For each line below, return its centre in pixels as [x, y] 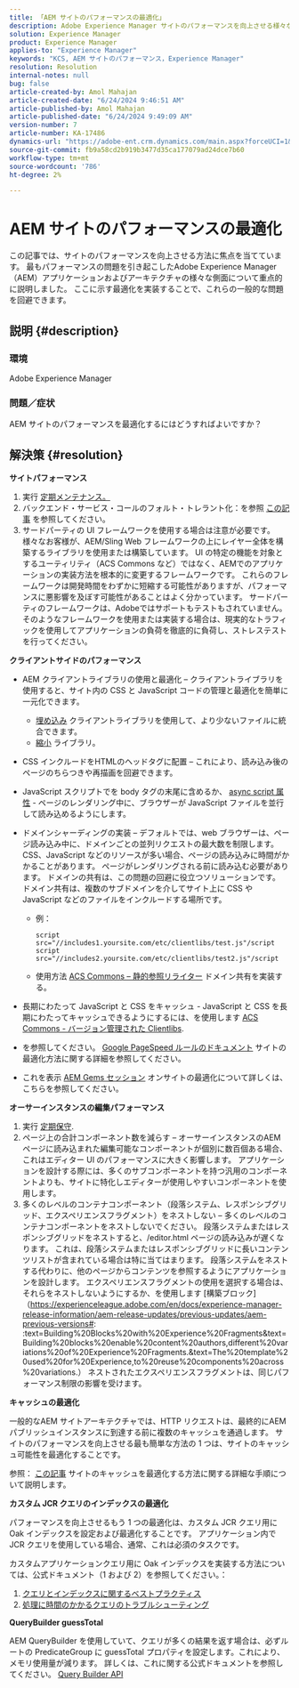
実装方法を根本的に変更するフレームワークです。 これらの [167, 574]
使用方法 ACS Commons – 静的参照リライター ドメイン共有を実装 [155, 976]
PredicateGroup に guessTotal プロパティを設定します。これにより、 [160, 1652]
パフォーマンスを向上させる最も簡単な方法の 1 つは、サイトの [145, 1443]
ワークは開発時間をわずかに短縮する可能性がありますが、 [143, 586]
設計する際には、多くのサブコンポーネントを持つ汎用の [147, 1170]
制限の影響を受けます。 [104, 1383]
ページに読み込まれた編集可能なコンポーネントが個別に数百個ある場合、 [154, 1148]
